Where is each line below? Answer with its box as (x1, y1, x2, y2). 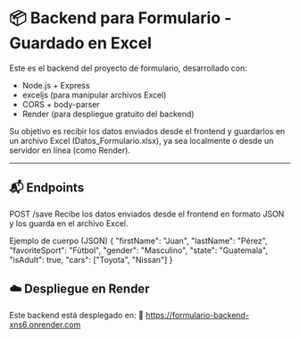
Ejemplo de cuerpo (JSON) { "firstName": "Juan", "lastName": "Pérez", (9, 235, 268, 246)
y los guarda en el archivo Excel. (9, 217, 129, 229)
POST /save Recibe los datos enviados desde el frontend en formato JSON (9, 208, 285, 219)
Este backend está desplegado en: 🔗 (9, 309, 145, 320)
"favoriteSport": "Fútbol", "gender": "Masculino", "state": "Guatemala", (9, 244, 268, 256)
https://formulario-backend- (146, 309, 250, 320)
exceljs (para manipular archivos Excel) (21, 89, 167, 100)
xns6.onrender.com (9, 319, 81, 330)
